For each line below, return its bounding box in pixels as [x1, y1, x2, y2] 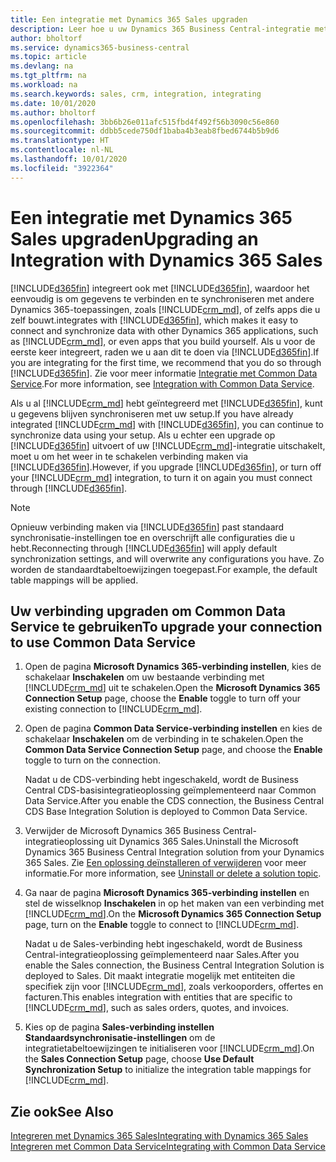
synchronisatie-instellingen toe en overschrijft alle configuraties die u [10, 531, 296, 543]
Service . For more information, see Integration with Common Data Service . [10, 377, 315, 390]
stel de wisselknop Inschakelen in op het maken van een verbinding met [24, 897, 325, 910]
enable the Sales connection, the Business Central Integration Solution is [24, 959, 325, 971]
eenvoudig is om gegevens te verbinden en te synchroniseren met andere [10, 292, 315, 305]
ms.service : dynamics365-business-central [10, 42, 190, 53]
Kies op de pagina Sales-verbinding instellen [24, 1021, 215, 1033]
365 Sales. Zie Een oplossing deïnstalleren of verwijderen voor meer [24, 857, 307, 869]
